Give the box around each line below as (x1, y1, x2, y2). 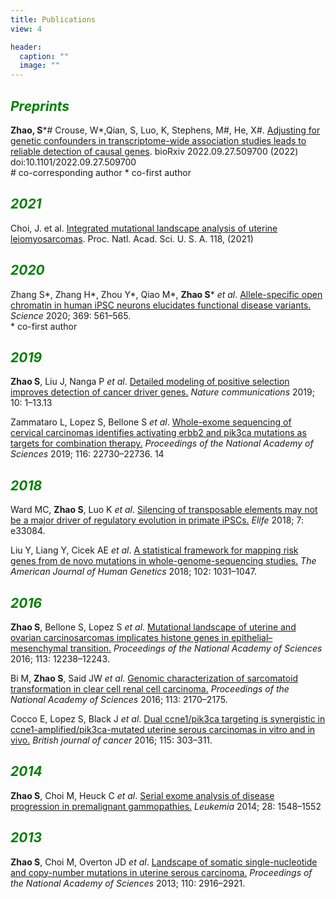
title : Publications (10, 14, 97, 25)
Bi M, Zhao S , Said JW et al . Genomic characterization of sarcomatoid (10, 672, 299, 684)
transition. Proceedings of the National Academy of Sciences (69, 642, 323, 654)
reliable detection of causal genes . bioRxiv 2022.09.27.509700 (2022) (10, 145, 299, 157)
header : (10, 42, 43, 52)
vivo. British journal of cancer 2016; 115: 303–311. (10, 734, 213, 746)
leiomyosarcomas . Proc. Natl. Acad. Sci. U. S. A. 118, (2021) (10, 232, 254, 245)
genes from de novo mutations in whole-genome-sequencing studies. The (10, 555, 317, 567)
